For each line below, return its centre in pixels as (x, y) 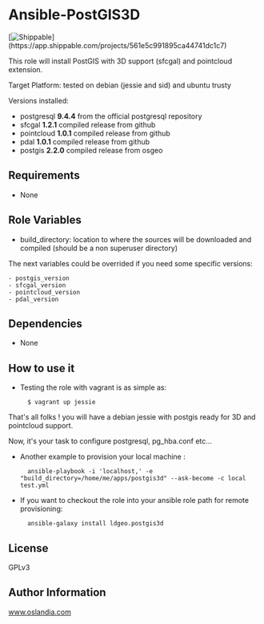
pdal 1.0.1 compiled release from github (85, 141)
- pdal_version (34, 299)
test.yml (34, 486)
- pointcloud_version (44, 292)
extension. (26, 69)
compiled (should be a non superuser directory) (99, 248)
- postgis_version (39, 278)
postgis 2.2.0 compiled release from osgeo (91, 150)
